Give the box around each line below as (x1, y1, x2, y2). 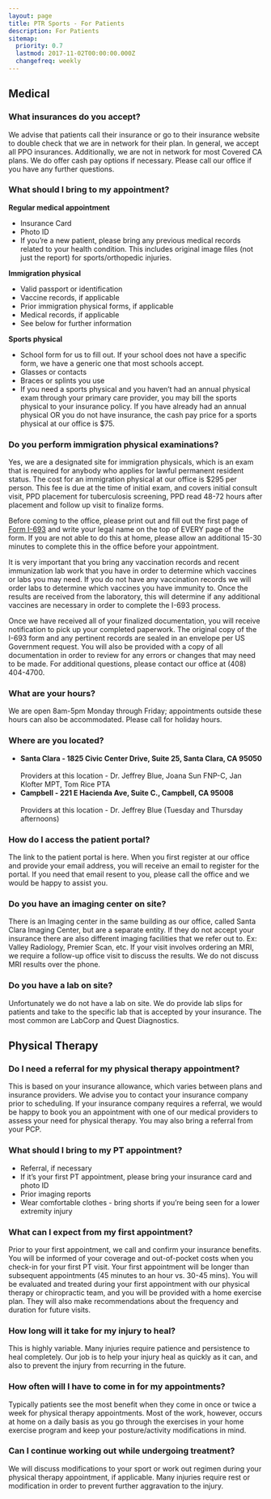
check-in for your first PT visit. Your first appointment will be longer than (8, 1262, 249, 1272)
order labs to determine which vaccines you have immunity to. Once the (8, 584, 248, 593)
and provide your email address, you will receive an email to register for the (8, 861, 260, 871)
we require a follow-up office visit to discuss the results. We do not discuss (8, 951, 259, 961)
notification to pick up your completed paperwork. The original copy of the (8, 625, 257, 635)
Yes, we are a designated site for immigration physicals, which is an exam (8, 457, 254, 467)
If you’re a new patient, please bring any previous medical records (19, 236, 241, 245)
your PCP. (8, 1124, 42, 1134)
